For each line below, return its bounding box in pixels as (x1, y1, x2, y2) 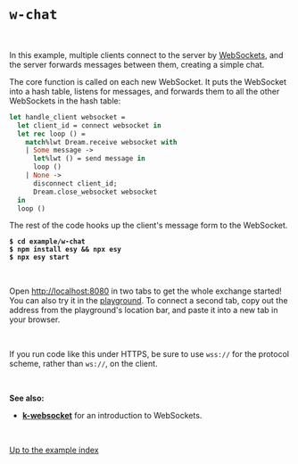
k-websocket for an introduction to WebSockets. (21, 410, 203, 421)
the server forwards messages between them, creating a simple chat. (9, 59, 265, 70)
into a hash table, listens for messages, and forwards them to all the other (9, 86, 280, 96)
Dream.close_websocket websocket (32, 187, 158, 196)
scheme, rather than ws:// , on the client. (9, 359, 158, 369)
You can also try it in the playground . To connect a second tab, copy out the (9, 295, 288, 306)
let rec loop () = (17, 129, 87, 138)
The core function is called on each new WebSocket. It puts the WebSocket (9, 76, 287, 87)
